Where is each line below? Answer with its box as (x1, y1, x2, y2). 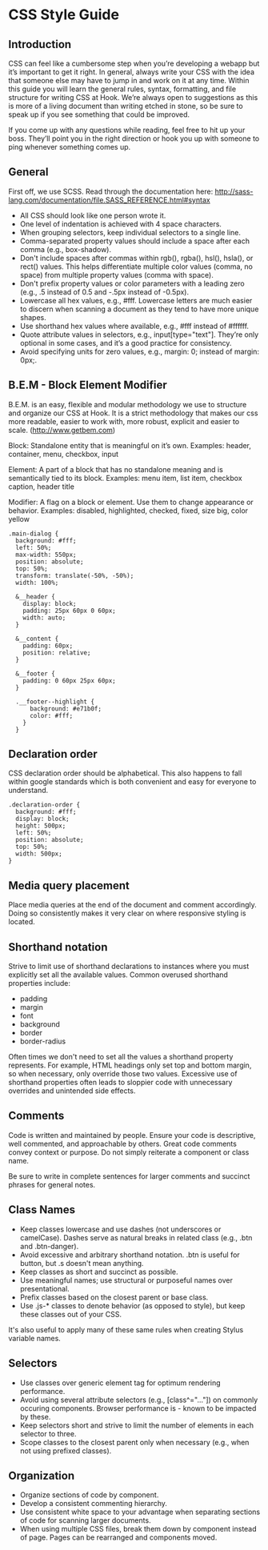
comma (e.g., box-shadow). (19, 244, 112, 254)
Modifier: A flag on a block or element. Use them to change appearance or (8, 497, 254, 507)
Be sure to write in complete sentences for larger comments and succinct (8, 1171, 250, 1181)
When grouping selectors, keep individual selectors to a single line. (19, 227, 242, 237)
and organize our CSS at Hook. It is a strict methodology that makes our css (8, 408, 258, 418)
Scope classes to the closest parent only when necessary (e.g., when (19, 1437, 250, 1447)
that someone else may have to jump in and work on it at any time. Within (8, 76, 250, 85)
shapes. (19, 312, 46, 322)
